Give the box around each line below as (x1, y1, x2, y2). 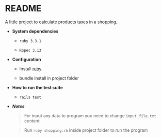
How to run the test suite (12, 84, 63, 90)
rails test (19, 95, 42, 100)
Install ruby (19, 66, 42, 72)
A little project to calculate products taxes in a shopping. (5, 19, 118, 25)
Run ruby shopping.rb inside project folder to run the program (24, 127, 148, 133)
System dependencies (12, 28, 59, 34)
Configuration (12, 56, 41, 62)
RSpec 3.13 (19, 48, 42, 53)
